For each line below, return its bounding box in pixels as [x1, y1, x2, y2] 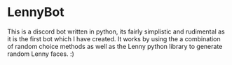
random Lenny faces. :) [7, 50, 75, 58]
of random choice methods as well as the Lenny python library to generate [7, 42, 223, 50]
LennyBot [7, 4, 64, 20]
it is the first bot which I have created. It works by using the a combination [7, 34, 221, 43]
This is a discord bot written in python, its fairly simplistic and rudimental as [7, 27, 226, 36]
